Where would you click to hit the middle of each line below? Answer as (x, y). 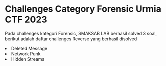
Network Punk (26, 54)
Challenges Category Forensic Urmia (83, 9)
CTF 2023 (26, 20)
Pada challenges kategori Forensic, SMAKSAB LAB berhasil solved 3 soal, (81, 33)
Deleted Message (30, 48)
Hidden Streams (28, 59)
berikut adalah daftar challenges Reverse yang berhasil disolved (71, 39)
